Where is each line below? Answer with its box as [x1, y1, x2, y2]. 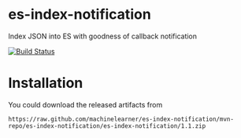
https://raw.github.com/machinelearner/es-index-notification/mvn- [8, 115, 235, 123]
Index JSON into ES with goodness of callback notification [8, 31, 198, 41]
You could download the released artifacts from [8, 100, 163, 109]
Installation [8, 74, 83, 92]
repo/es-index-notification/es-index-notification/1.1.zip [8, 122, 206, 130]
